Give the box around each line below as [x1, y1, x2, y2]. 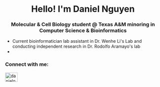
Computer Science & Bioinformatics [39, 27, 127, 34]
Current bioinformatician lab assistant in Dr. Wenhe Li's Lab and [12, 38, 142, 44]
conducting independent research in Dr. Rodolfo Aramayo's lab [12, 43, 141, 50]
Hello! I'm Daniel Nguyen [31, 3, 135, 15]
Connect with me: [5, 61, 49, 68]
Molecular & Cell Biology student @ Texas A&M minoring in [10, 21, 156, 28]
